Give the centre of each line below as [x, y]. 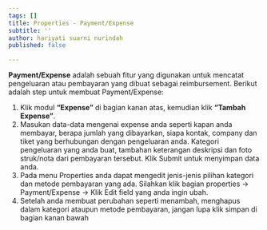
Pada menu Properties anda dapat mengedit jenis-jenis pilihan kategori [137, 176]
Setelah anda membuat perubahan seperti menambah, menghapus [130, 201]
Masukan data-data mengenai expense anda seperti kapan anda [126, 125]
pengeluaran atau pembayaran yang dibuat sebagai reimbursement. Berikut [133, 84]
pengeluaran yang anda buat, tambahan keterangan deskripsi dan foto [136, 150]
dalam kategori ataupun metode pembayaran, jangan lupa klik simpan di [138, 209]
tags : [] [23, 16]
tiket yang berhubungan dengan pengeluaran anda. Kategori [120, 141]
